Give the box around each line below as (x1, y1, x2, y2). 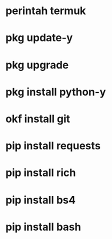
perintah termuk (5, 4, 86, 18)
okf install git (5, 112, 70, 125)
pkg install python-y (5, 85, 106, 99)
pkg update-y (5, 31, 73, 45)
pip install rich (5, 166, 76, 179)
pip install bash (5, 220, 82, 234)
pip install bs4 (5, 193, 76, 207)
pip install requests (5, 139, 101, 153)
